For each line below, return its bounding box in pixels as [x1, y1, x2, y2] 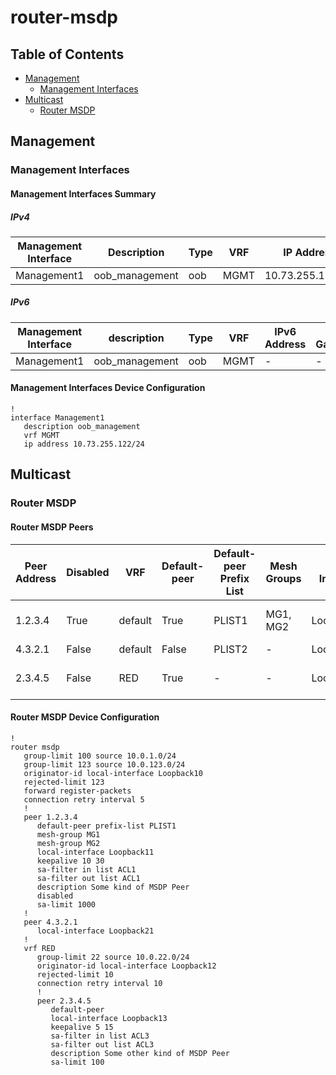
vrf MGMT [23, 431, 60, 441]
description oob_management [23, 422, 141, 432]
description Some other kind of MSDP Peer [50, 1048, 230, 1058]
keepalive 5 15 [50, 1022, 114, 1032]
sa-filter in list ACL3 [50, 1031, 150, 1041]
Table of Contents [10, 46, 125, 63]
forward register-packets [23, 786, 132, 796]
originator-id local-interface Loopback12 [36, 961, 217, 971]
